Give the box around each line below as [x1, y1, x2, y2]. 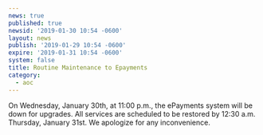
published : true [8, 19, 62, 27]
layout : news [8, 34, 52, 42]
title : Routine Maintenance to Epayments [8, 64, 148, 72]
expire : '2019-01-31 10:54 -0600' [8, 49, 124, 57]
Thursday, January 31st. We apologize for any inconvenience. [8, 117, 211, 127]
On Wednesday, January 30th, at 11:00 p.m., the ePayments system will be [8, 101, 253, 110]
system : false [8, 57, 56, 65]
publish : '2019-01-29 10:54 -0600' [8, 42, 127, 50]
